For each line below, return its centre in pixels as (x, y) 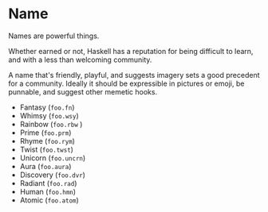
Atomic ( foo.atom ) (49, 200)
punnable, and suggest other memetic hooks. (83, 91)
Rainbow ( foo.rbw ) (51, 124)
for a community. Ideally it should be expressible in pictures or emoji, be (126, 83)
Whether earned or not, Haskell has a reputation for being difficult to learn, (131, 51)
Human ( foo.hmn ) (48, 191)
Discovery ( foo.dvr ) (53, 175)
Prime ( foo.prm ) (45, 133)
